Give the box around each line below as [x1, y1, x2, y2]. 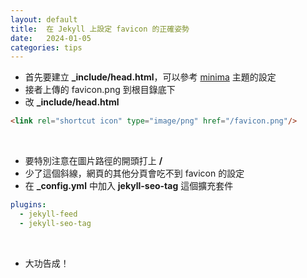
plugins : [10, 200, 47, 210]
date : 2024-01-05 [10, 33, 92, 43]
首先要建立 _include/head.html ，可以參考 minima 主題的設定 [24, 71, 277, 83]
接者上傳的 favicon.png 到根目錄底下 [24, 84, 176, 96]
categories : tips [10, 42, 83, 53]
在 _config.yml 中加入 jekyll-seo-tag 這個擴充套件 [24, 180, 234, 192]
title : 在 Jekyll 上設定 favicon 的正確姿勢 [10, 24, 190, 34]
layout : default [10, 14, 78, 25]
